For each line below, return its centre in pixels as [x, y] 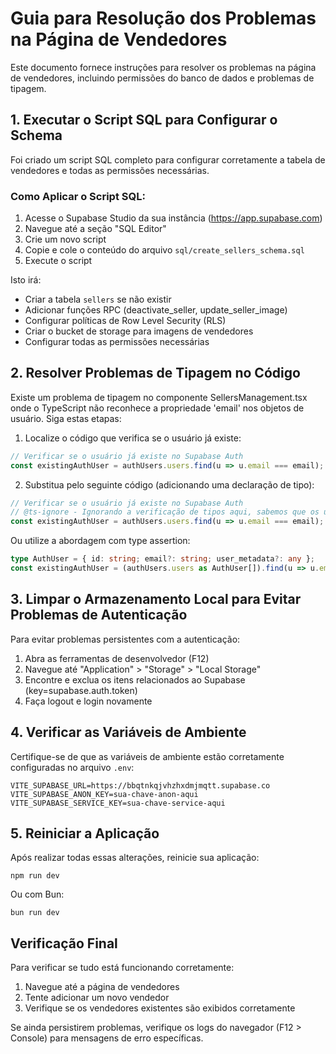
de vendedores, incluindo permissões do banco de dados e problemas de [162, 78]
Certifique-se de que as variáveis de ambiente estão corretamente [147, 756]
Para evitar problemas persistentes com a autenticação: [125, 639]
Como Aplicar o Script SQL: [78, 196]
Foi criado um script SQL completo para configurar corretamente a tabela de [168, 159]
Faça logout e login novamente [88, 701]
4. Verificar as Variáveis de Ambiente [128, 732]
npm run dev [35, 876]
